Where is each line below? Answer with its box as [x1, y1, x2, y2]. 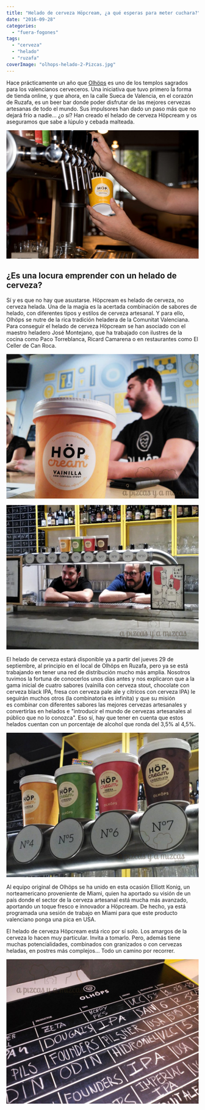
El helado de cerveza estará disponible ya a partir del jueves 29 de [6, 655, 174, 663]
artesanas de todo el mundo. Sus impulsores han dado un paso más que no [6, 105, 196, 112]
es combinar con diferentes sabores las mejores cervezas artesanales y [6, 700, 187, 708]
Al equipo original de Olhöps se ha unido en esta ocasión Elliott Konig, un [6, 883, 190, 891]
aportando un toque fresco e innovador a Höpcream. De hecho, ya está [6, 902, 186, 910]
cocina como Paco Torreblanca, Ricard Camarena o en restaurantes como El [6, 335, 198, 342]
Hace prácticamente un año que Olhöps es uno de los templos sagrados [6, 79, 188, 86]
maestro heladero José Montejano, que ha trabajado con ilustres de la [6, 329, 182, 336]
